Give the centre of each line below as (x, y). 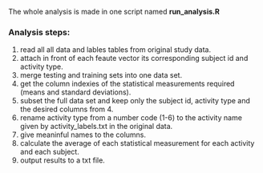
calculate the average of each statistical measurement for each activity (137, 143)
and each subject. (50, 152)
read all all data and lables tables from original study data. (115, 50)
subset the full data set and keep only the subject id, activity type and (135, 101)
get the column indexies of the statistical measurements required (127, 84)
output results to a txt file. (63, 160)
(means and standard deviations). (75, 92)
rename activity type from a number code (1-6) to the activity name (131, 118)
